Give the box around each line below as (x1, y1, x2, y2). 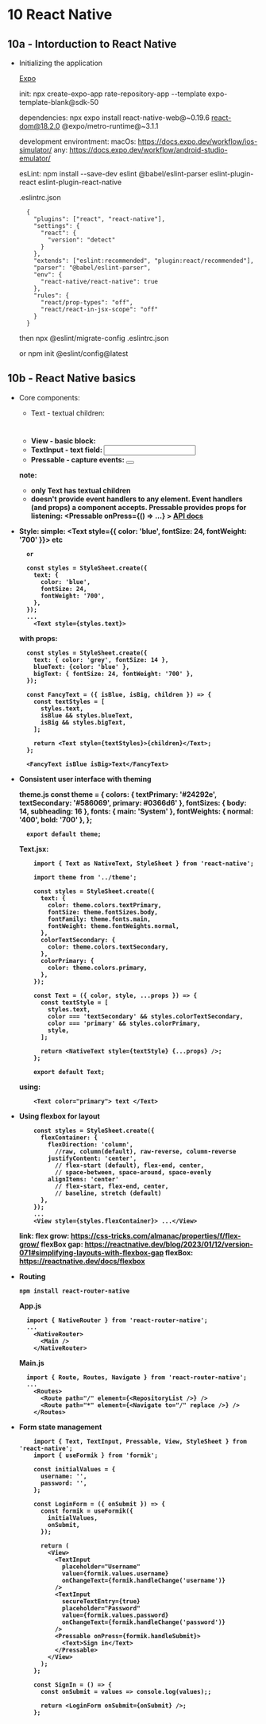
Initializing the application (18, 58, 103, 68)
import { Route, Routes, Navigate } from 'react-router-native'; (26, 1374, 247, 1382)
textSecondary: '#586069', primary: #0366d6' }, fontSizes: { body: (18, 798, 247, 807)
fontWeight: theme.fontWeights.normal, (48, 922, 179, 930)
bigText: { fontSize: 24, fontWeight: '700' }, (33, 670, 194, 678)
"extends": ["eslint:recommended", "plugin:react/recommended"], (33, 257, 255, 265)
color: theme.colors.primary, (48, 964, 148, 972)
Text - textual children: (30, 408, 105, 418)
